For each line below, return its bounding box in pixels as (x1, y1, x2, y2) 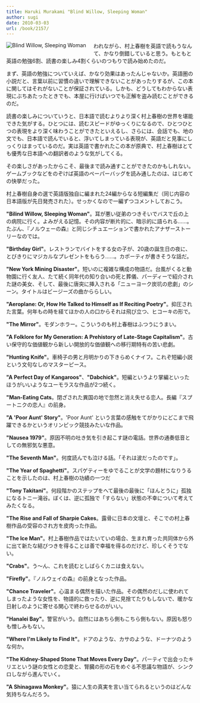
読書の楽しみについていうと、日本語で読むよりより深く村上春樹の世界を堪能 (6, 113, 193, 120)
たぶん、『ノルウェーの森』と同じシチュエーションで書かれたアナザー (6, 225, 176, 233)
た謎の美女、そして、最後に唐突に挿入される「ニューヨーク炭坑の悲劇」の (6, 280, 189, 288)
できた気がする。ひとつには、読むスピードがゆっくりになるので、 (6, 120, 168, 127)
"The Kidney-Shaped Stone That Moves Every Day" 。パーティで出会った (6, 656, 189, 663)
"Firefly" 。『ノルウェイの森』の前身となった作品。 (6, 575, 130, 582)
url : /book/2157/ (6, 25, 49, 32)
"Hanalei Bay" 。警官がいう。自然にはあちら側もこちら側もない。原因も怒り (6, 615, 193, 622)
